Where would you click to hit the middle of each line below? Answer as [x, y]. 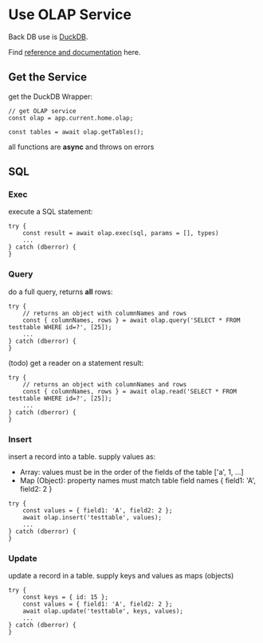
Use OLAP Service [70, 15]
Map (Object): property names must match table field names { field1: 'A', [138, 480]
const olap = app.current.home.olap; [71, 118]
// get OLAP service [43, 111]
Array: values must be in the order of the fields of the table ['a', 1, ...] [132, 472]
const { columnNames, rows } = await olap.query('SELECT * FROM [131, 320]
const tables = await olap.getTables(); [77, 132]
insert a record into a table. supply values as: [82, 457]
